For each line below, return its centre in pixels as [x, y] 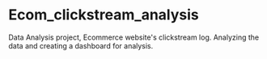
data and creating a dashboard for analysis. [81, 45]
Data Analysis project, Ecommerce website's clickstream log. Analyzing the [134, 37]
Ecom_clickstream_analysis [104, 15]
